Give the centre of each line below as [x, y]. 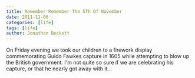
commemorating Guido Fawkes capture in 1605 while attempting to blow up [98, 56]
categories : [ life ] [30, 22]
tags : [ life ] [22, 28]
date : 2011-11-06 [27, 17]
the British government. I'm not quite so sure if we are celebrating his [90, 63]
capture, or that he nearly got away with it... [59, 69]
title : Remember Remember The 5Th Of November [64, 11]
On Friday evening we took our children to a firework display [79, 50]
